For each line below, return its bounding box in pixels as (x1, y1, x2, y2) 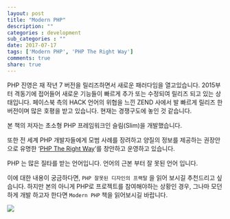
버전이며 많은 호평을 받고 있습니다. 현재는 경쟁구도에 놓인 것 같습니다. (7, 106, 192, 115)
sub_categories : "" (7, 36, 67, 43)
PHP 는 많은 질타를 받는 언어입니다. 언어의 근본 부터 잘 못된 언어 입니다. (7, 159, 198, 167)
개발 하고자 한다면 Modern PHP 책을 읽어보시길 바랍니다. (19, 190, 168, 199)
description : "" (7, 23, 54, 30)
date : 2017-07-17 (7, 42, 57, 49)
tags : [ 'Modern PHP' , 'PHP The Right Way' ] (7, 49, 134, 56)
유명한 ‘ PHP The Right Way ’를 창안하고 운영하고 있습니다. (19, 144, 175, 152)
